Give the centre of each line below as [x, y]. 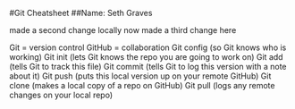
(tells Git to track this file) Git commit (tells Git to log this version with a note [148, 67]
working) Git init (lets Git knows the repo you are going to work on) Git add [146, 57]
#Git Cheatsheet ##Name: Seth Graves [81, 13]
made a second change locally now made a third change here [123, 30]
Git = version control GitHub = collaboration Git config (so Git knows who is [148, 47]
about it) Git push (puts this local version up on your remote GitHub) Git [140, 76]
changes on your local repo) [61, 95]
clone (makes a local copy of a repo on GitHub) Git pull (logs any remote [142, 85]
